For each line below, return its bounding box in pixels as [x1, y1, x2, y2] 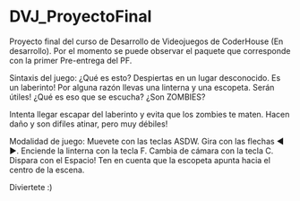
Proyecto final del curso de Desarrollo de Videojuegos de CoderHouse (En [9, 36, 284, 47]
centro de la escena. [9, 164, 85, 175]
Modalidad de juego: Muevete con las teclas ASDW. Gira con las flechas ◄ [9, 135, 285, 146]
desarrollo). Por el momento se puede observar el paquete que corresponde [9, 45, 291, 56]
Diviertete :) [9, 181, 53, 192]
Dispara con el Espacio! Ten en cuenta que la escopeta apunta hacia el [9, 154, 271, 165]
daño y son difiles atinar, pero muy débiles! [9, 118, 168, 129]
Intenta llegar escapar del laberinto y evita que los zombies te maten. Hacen [9, 109, 290, 119]
